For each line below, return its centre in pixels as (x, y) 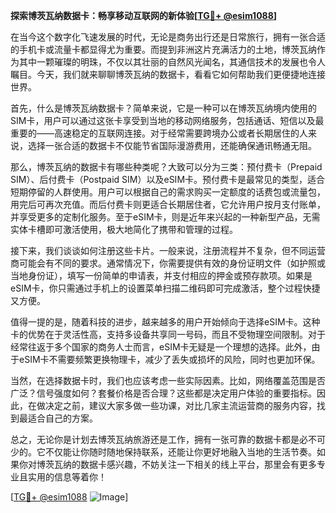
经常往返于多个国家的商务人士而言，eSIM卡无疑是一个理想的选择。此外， (161, 347)
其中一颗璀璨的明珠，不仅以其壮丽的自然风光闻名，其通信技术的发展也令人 (172, 62)
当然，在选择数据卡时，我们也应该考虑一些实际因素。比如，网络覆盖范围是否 (168, 380)
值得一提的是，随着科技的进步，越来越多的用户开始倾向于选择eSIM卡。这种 (165, 322)
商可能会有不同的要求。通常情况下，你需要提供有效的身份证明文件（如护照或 (168, 263)
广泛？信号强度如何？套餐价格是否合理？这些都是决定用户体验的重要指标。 (163, 393)
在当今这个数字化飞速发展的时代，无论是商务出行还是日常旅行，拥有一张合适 (168, 37)
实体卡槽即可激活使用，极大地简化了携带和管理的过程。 (124, 229)
